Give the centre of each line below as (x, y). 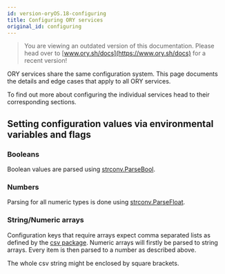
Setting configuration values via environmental (110, 124)
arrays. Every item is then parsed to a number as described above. (102, 250)
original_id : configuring (44, 26)
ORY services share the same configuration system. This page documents (113, 74)
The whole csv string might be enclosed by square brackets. (93, 263)
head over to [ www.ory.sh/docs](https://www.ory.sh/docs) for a (115, 53)
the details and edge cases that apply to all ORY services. (89, 81)
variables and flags (49, 134)
